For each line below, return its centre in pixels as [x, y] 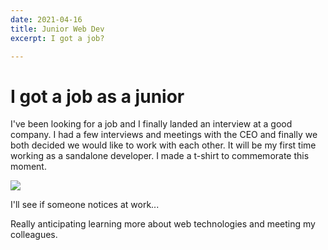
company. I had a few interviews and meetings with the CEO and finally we [164, 135]
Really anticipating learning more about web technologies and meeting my [163, 224]
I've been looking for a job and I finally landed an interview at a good [151, 124]
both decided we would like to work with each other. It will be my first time [163, 145]
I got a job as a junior [97, 96]
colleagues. [34, 235]
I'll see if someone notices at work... [85, 205]
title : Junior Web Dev [57, 29]
